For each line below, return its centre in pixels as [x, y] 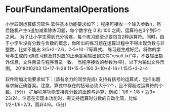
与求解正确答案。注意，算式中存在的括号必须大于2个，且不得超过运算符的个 [84, 85]
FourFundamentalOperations [67, 9]
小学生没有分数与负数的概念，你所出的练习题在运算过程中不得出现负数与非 [87, 43]
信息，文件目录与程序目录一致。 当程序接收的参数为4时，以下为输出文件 [85, 62]
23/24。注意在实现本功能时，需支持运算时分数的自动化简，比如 [71, 98]
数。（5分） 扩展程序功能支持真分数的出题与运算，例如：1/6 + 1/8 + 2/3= [80, 92]
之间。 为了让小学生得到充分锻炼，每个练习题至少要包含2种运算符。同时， [83, 36]
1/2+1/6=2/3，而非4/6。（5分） [37, 104]
